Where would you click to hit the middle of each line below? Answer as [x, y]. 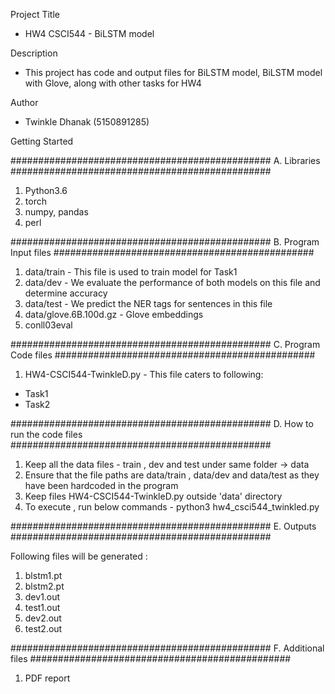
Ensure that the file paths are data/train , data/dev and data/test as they [172, 475]
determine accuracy [66, 293]
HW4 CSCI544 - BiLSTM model [89, 33]
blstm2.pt [44, 586]
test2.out [43, 628]
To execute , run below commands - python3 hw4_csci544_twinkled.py [172, 507]
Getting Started [42, 141]
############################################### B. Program [165, 242]
